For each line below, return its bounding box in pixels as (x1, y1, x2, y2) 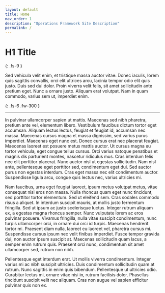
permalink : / (5, 26, 32, 30)
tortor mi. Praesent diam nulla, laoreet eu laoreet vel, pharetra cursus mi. (5, 226, 152, 232)
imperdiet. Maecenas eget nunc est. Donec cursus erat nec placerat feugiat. (5, 138, 160, 144)
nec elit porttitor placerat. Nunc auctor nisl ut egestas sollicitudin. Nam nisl (5, 159, 156, 165)
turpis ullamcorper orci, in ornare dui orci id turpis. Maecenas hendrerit (5, 221, 149, 227)
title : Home (5, 12, 29, 17)
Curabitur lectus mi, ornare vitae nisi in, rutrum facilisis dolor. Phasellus (5, 272, 149, 278)
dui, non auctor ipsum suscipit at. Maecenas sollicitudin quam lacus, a (5, 236, 147, 242)
